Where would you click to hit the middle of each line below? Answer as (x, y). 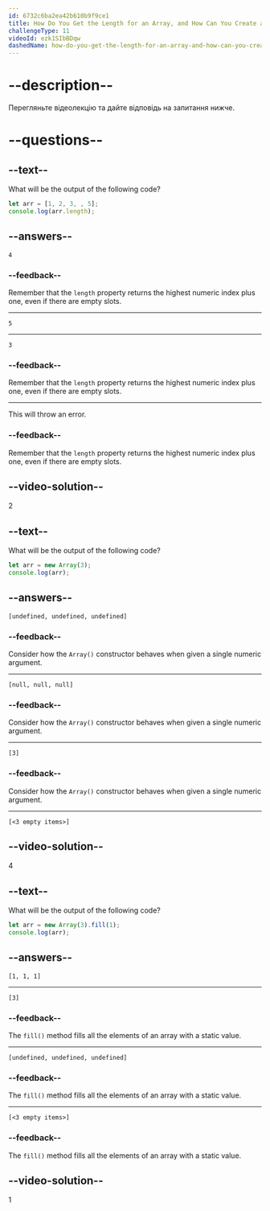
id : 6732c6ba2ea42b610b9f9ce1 (59, 16)
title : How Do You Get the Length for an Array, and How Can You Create (133, 23)
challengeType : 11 (39, 31)
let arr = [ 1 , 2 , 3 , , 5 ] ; (53, 204)
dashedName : (28, 46)
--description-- (61, 86)
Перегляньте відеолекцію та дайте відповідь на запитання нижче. (122, 108)
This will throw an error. (47, 414)
